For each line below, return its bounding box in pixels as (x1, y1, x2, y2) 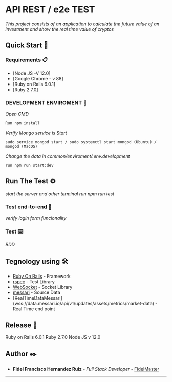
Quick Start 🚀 (5, 41, 49, 50)
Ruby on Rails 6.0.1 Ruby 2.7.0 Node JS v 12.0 (5, 334, 101, 340)
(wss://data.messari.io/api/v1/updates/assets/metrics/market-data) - (12, 301, 158, 307)
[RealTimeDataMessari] (12, 295, 62, 301)
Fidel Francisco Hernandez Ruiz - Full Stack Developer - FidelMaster (12, 366, 160, 372)
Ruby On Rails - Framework (12, 273, 71, 280)
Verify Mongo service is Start (5, 130, 68, 136)
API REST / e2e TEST (5, 4, 96, 15)
